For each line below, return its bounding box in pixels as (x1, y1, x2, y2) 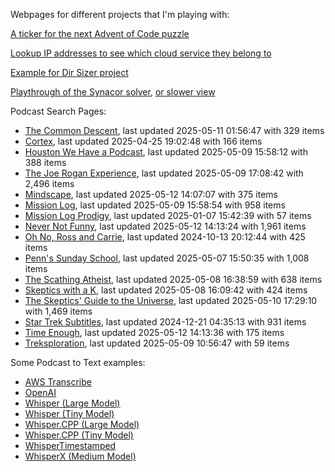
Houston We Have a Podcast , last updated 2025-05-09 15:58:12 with (24, 146, 308, 158)
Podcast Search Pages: (10, 105, 107, 117)
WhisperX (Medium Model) (24, 450, 137, 462)
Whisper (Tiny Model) (24, 408, 115, 419)
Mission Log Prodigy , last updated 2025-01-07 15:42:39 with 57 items (24, 210, 312, 221)
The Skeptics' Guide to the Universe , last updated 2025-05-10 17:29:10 (24, 295, 318, 306)
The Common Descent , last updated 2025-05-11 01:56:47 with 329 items (24, 125, 325, 136)
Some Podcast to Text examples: (10, 357, 146, 368)
